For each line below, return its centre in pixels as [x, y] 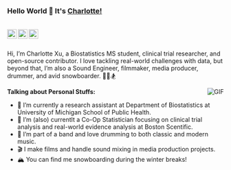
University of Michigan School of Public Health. [84, 112]
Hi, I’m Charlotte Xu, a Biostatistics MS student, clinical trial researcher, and [114, 53]
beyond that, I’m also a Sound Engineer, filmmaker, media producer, [103, 69]
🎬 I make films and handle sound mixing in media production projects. [116, 149]
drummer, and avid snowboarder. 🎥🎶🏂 [62, 76]
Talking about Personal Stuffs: [51, 92]
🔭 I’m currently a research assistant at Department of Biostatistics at [113, 105]
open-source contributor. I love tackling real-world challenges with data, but [115, 61]
